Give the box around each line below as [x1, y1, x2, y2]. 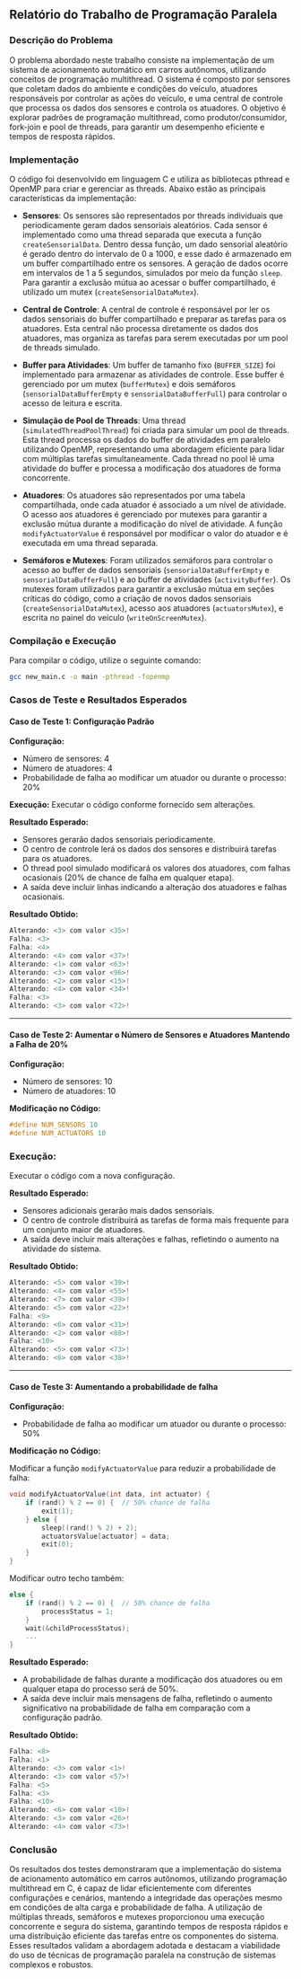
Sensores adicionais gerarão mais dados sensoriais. [21, 1206, 215, 1216]
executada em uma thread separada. [21, 537, 159, 548]
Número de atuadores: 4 [21, 763, 114, 773]
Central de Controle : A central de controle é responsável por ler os [21, 304, 271, 314]
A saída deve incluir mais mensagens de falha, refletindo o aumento [21, 1693, 273, 1704]
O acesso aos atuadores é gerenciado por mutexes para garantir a [21, 508, 268, 519]
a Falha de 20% [9, 1038, 69, 1049]
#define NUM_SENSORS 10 [9, 1120, 99, 1130]
